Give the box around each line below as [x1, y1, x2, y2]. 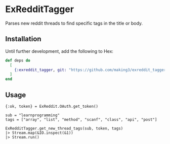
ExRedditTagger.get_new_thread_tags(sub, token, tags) [5, 126, 123, 131]
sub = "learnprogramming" [5, 112, 60, 118]
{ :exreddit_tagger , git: [14, 67, 67, 73]
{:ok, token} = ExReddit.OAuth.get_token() [5, 104, 99, 109]
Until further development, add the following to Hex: [5, 48, 114, 54]
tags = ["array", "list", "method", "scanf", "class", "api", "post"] [5, 117, 157, 122]
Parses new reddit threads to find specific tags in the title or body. [5, 20, 143, 26]
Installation [5, 35, 41, 43]
